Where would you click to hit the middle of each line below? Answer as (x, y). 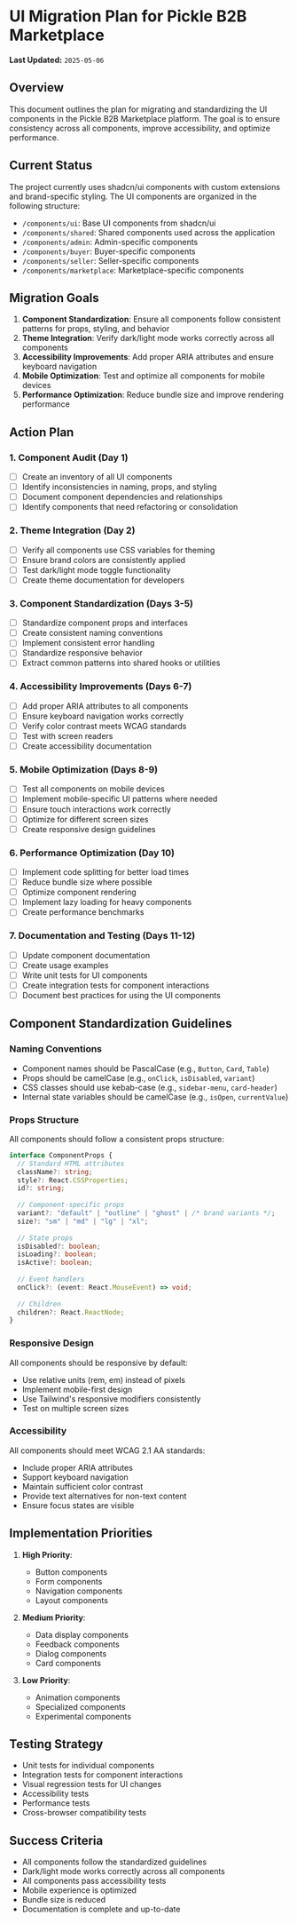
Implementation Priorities (81, 1534)
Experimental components (83, 1716)
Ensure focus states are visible (78, 1505)
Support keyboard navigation (75, 1477)
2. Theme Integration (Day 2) (72, 530)
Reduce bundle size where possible (87, 882)
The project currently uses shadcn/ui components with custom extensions (145, 187)
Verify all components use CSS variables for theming (118, 550)
